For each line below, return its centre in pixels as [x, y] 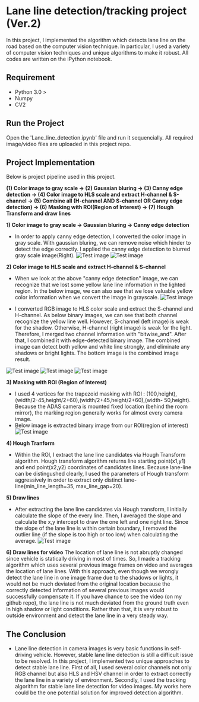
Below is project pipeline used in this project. [61, 177]
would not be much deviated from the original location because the [88, 584]
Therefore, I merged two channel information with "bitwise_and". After [100, 334]
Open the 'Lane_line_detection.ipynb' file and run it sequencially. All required [100, 137]
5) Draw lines [23, 498]
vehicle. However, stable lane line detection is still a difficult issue [113, 655]
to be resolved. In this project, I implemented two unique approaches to [102, 661]
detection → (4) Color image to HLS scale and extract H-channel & [89, 195]
